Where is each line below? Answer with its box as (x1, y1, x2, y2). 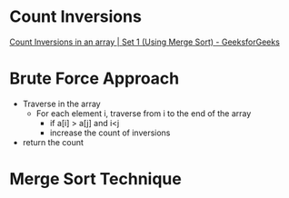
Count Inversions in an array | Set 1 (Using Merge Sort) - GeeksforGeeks (9, 36, 280, 47)
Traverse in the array (22, 98, 102, 109)
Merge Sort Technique (9, 169, 182, 190)
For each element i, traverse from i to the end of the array (35, 107, 252, 119)
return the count (22, 136, 85, 147)
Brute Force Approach (9, 68, 180, 89)
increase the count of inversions (49, 127, 171, 138)
